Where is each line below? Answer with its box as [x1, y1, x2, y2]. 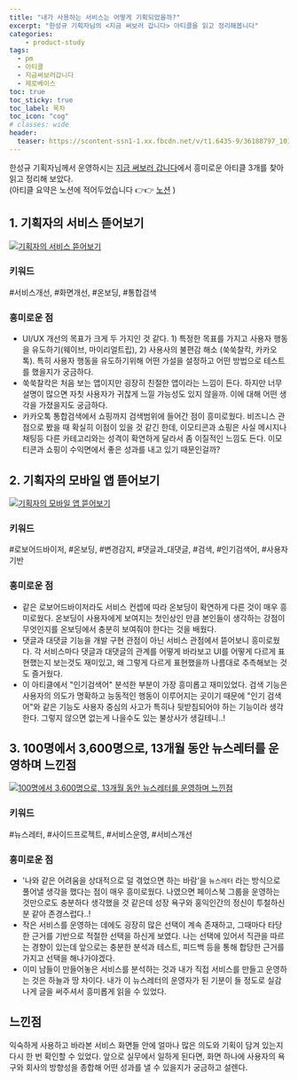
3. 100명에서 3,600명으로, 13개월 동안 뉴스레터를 [9, 740, 266, 755]
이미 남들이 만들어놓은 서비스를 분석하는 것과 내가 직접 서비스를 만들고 [21, 964, 264, 974]
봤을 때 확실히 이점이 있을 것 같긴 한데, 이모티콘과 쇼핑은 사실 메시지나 [45, 422, 287, 433]
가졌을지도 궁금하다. [38, 400, 108, 411]
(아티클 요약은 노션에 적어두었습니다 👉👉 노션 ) [9, 184, 176, 195]
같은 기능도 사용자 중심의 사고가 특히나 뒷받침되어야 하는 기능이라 [43, 701, 268, 712]
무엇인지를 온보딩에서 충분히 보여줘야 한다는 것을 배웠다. [21, 623, 217, 635]
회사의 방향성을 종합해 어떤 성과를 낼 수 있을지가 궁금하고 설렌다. [25, 1061, 248, 1072]
